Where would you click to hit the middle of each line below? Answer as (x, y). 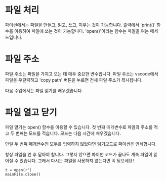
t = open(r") (19, 170)
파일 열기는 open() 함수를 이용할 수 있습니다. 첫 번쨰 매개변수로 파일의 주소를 (79, 127)
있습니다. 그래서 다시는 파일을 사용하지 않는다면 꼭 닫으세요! (77, 160)
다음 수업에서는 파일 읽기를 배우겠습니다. (44, 90)
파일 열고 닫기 (31, 113)
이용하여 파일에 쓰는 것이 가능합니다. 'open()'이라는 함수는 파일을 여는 (82, 31)
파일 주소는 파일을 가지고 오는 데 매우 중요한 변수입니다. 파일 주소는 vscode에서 (82, 74)
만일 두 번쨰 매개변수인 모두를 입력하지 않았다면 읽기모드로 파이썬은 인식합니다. (81, 144)
